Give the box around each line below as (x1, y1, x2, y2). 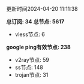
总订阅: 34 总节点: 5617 (6, 18, 65, 25)
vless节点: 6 (14, 31, 45, 38)
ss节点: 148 (14, 64, 43, 71)
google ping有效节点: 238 (6, 44, 71, 50)
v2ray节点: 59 (14, 56, 49, 63)
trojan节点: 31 (14, 71, 49, 78)
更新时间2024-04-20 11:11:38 (6, 5, 78, 12)
